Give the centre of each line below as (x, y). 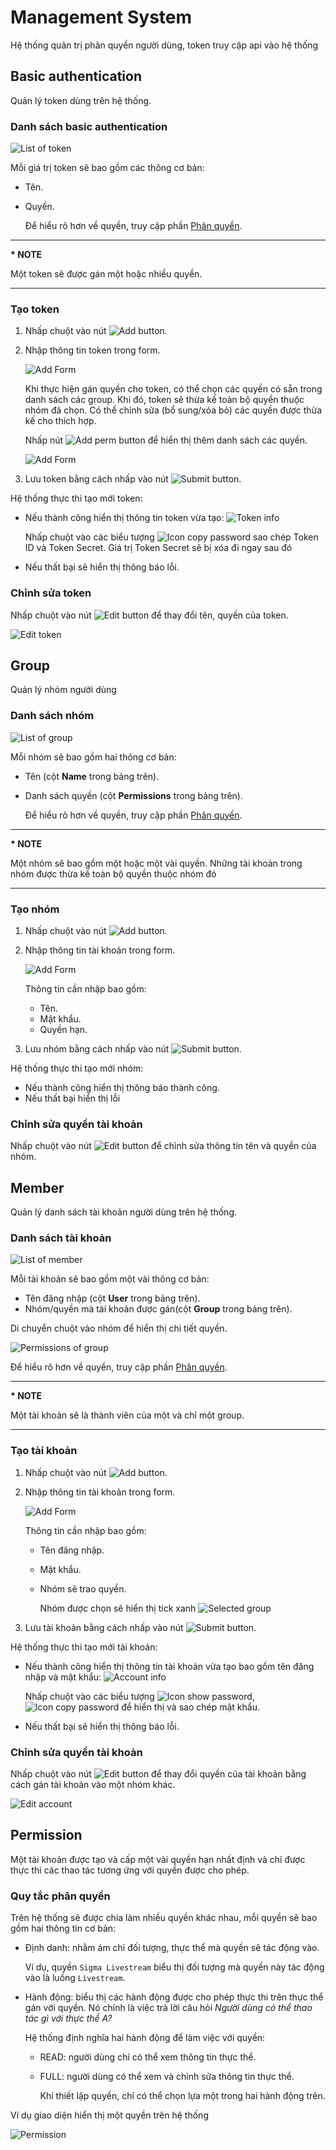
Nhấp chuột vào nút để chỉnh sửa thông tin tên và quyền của (163, 1146)
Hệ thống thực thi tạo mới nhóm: (77, 1068)
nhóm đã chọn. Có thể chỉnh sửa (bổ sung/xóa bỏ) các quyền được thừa (173, 410)
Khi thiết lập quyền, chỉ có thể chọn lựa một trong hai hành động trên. (182, 2096)
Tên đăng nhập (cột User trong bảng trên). (112, 1298)
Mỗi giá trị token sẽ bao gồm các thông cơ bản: (107, 168)
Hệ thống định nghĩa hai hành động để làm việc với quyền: (145, 2038)
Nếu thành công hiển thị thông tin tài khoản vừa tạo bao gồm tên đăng (169, 1666)
